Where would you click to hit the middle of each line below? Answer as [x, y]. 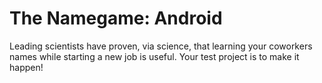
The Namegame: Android [116, 18]
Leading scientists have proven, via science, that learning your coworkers [161, 46]
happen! [26, 67]
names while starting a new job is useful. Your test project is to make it [154, 56]
